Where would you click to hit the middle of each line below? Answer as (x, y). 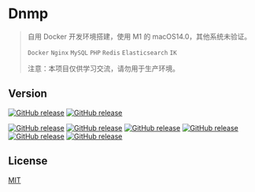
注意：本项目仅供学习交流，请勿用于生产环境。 (103, 68)
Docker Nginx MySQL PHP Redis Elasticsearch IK (102, 53)
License (28, 161)
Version (28, 94)
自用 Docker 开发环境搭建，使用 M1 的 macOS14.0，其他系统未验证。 (139, 36)
